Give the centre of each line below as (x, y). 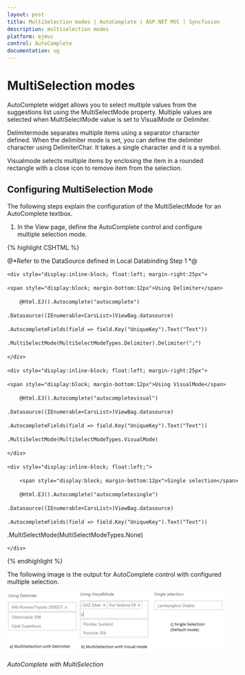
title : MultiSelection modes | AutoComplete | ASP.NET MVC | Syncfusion (114, 22)
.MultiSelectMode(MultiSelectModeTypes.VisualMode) (83, 439)
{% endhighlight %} (35, 561)
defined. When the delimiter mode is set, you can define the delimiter (105, 140)
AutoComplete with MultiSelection (55, 664)
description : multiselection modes (58, 29)
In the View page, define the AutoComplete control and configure (110, 226)
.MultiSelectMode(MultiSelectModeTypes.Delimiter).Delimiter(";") (104, 343)
